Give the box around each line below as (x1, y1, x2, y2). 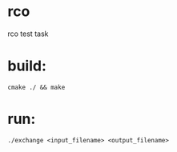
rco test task (7, 29, 49, 38)
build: (7, 57, 47, 75)
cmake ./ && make (7, 83, 66, 91)
